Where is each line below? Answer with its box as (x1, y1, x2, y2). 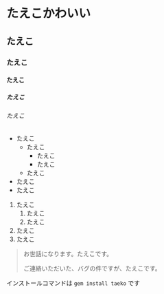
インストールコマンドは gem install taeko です (6, 279, 141, 287)
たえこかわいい (6, 6, 91, 21)
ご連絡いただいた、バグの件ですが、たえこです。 (23, 264, 162, 272)
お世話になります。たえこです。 (23, 249, 113, 258)
